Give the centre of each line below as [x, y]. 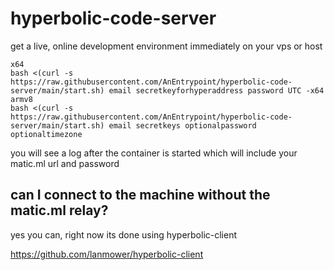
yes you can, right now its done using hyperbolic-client [124, 234]
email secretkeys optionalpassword [182, 125]
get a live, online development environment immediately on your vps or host [166, 46]
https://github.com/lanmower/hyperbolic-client [107, 254]
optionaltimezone [46, 134]
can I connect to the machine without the [140, 195]
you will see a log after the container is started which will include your [154, 153]
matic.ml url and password [65, 163]
